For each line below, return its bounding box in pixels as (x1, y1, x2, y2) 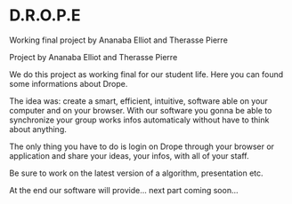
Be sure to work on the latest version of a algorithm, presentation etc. (9, 168, 264, 178)
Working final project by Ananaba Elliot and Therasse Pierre (9, 35, 229, 45)
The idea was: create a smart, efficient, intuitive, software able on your (9, 95, 269, 106)
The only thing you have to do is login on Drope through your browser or (9, 141, 274, 152)
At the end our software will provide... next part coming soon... (9, 184, 239, 195)
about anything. (9, 123, 67, 134)
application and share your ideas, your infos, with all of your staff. (9, 150, 249, 161)
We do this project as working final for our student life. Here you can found (9, 68, 284, 80)
